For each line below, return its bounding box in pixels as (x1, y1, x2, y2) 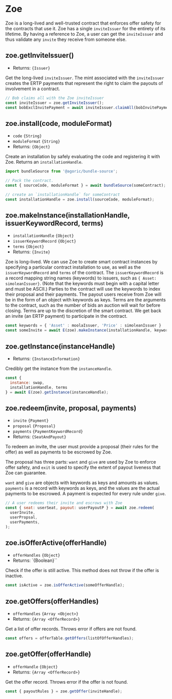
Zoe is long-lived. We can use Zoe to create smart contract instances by (5, 259, 158, 265)
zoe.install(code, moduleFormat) (5, 119, 112, 128)
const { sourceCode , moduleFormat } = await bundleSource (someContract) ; (5, 183, 166, 188)
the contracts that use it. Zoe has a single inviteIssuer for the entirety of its (5, 25, 165, 31)
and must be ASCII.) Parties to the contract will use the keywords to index (5, 286, 161, 292)
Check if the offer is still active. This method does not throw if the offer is (5, 567, 159, 574)
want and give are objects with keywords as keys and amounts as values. (5, 479, 159, 486)
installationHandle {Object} (12, 233, 74, 238)
